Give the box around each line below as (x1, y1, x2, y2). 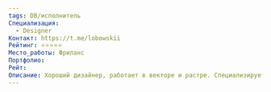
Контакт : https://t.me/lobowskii (8, 34, 121, 42)
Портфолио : (8, 57, 45, 65)
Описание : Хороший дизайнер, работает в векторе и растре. (8, 71, 211, 79)
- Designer (15, 26, 52, 34)
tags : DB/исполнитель (8, 11, 81, 20)
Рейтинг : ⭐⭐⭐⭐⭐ (8, 42, 63, 50)
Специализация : (8, 19, 60, 27)
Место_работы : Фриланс (8, 49, 85, 57)
